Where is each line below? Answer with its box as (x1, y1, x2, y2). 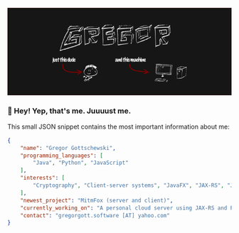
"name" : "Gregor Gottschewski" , (20, 144, 116, 151)
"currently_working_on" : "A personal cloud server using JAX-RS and (20, 204, 228, 212)
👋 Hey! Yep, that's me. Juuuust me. (7, 106, 132, 116)
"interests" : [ (20, 175, 65, 182)
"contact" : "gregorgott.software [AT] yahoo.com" (20, 212, 171, 219)
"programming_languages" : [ (20, 152, 103, 159)
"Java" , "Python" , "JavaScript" (33, 159, 129, 167)
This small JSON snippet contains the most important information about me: (7, 122, 230, 131)
